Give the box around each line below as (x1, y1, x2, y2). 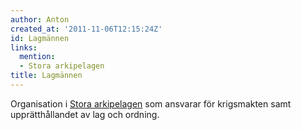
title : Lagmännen (10, 71, 83, 81)
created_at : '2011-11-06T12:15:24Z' (10, 24, 163, 34)
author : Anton (10, 14, 70, 25)
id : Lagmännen (10, 33, 70, 43)
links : (10, 42, 38, 53)
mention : (19, 52, 56, 62)
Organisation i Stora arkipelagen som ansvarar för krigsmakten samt (10, 97, 292, 110)
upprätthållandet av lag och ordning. (10, 108, 160, 120)
